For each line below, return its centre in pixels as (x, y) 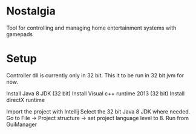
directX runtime (26, 100)
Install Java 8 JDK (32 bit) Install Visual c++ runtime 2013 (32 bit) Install (96, 93)
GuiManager (22, 124)
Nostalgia (31, 11)
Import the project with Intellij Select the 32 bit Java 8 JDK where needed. (98, 111)
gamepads (20, 34)
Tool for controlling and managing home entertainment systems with (91, 28)
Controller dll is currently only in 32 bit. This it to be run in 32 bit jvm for (95, 75)
